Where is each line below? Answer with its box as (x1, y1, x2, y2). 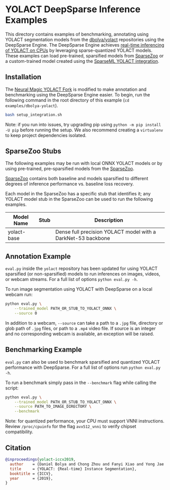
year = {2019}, (10, 476, 53, 481)
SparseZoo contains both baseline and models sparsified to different (5, 176, 148, 182)
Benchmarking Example (5, 345, 82, 354)
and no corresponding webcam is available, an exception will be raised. (5, 331, 154, 337)
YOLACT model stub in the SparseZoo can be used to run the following (5, 196, 153, 202)
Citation (5, 443, 31, 452)
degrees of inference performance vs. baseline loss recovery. (5, 181, 134, 187)
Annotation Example (5, 252, 71, 261)
